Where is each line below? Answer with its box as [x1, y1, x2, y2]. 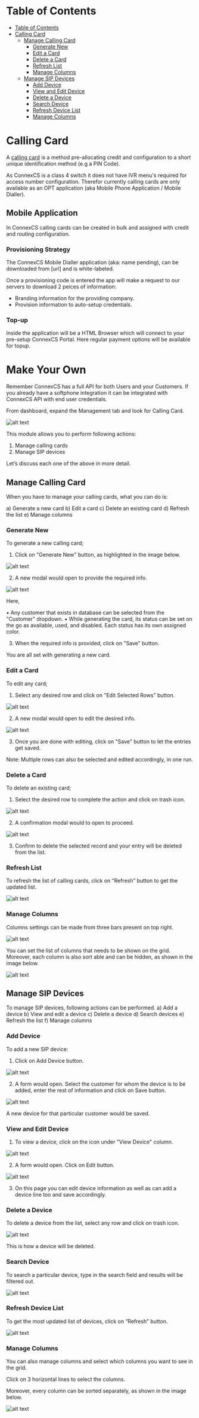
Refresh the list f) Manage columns [6, 1017, 92, 1024]
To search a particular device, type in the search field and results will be [6, 1271, 184, 1278]
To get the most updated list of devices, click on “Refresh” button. [6, 1318, 168, 1325]
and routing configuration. [6, 230, 70, 237]
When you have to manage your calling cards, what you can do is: [6, 493, 168, 501]
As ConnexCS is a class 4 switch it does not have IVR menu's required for [6, 172, 187, 179]
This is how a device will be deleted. [6, 1243, 95, 1250]
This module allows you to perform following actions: [6, 431, 136, 438]
